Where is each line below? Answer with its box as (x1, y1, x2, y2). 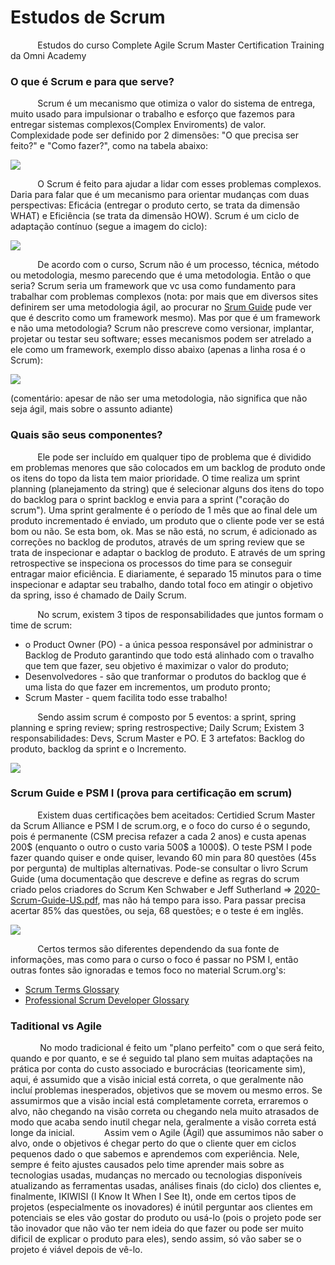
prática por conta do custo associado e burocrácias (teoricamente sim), (10, 1063, 306, 1075)
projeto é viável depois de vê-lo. (10, 1244, 143, 1256)
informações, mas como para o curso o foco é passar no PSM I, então (10, 953, 299, 965)
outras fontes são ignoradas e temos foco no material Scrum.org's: (10, 964, 287, 976)
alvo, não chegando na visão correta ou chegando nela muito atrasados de (10, 1106, 320, 1118)
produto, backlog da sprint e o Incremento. (10, 742, 187, 755)
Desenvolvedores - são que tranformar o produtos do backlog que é (24, 670, 307, 682)
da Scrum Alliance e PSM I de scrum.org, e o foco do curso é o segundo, (10, 819, 311, 831)
